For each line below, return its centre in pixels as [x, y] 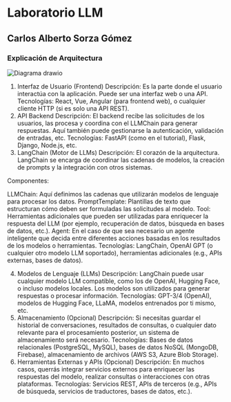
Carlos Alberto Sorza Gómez [70, 38]
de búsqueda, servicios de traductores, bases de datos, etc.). [104, 391]
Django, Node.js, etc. [47, 145]
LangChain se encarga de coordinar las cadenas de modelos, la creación [121, 160]
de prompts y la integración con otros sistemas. [85, 167]
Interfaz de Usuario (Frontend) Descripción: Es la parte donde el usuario [120, 86]
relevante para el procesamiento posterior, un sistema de [98, 332]
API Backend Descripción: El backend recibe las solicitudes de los [111, 116]
